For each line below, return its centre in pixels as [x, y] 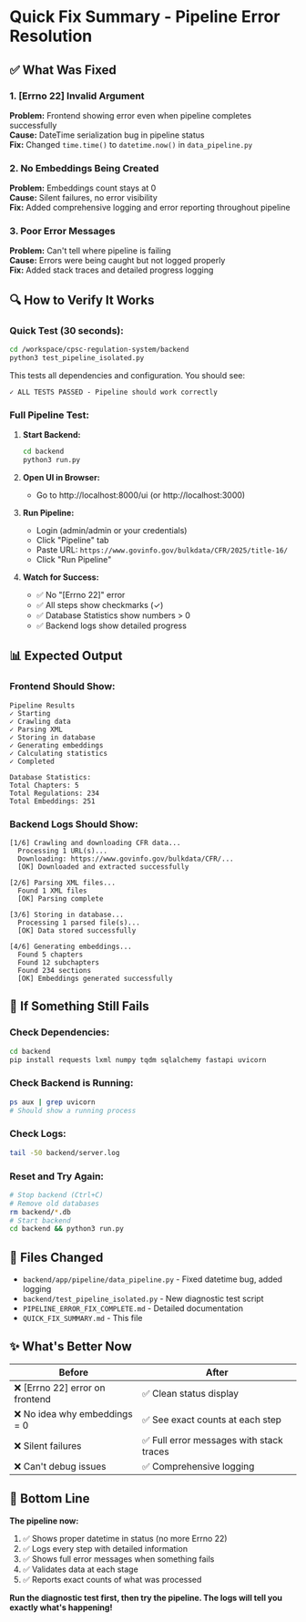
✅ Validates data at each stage [80, 1569]
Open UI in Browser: [61, 477]
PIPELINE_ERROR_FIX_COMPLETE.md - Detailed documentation [133, 1308]
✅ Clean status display [190, 1393]
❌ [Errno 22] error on [60, 1388]
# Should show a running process [73, 1111]
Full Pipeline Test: [49, 415]
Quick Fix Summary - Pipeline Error [145, 17]
